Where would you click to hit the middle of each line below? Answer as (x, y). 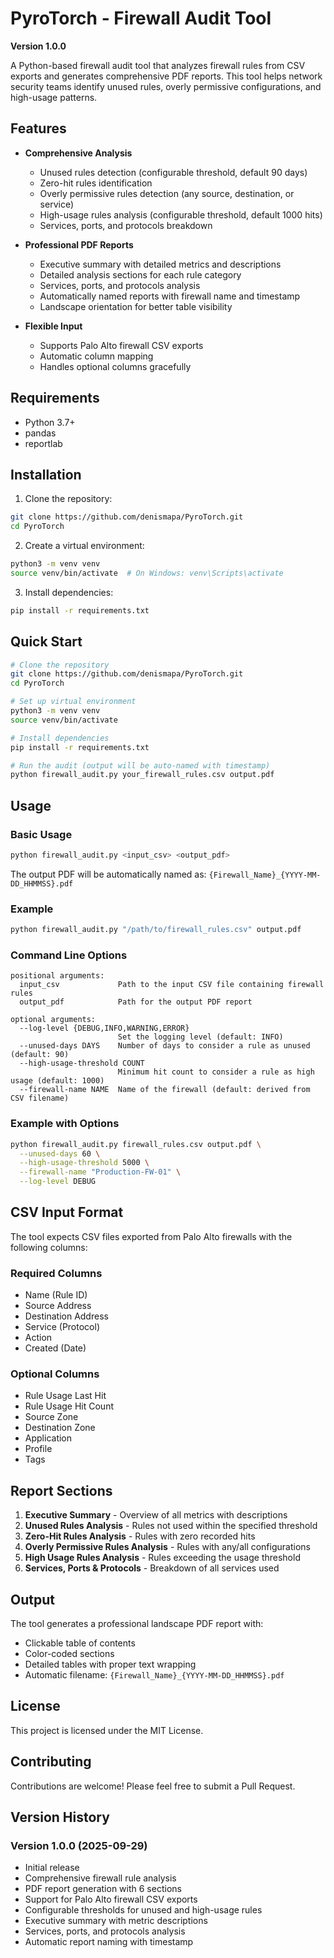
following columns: (49, 1247)
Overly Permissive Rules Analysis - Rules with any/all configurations (167, 1547)
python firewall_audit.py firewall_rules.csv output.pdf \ (136, 1144)
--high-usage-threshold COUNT (82, 1063)
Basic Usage (41, 834)
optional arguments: (53, 1020)
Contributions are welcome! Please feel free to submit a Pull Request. (153, 1786)
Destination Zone (60, 1428)
